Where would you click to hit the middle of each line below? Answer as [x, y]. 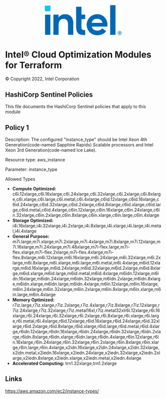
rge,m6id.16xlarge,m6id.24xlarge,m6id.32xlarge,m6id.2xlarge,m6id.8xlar [86, 268]
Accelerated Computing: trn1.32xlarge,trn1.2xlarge [65, 364]
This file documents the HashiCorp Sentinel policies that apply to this [76, 107]
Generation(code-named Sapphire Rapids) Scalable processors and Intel [79, 145]
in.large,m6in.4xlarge [34, 295]
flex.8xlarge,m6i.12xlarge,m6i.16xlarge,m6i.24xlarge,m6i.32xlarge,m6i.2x [86, 258]
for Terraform [33, 65]
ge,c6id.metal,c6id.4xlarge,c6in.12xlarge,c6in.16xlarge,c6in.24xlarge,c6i [86, 210]
